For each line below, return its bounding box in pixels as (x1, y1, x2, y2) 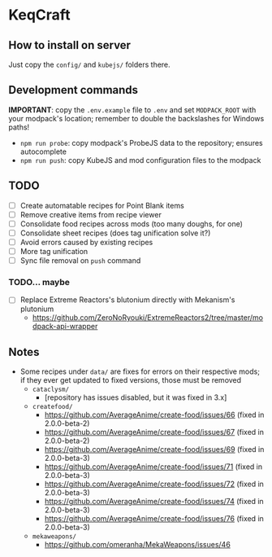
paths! (8, 122, 30, 132)
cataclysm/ (32, 385, 70, 394)
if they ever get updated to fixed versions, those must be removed (19, 375, 242, 385)
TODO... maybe (8, 276, 71, 287)
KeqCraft (8, 6, 71, 24)
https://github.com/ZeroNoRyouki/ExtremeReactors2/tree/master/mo (32, 313, 264, 322)
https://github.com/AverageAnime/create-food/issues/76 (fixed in (44, 514, 264, 524)
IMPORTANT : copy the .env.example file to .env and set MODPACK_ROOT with (8, 104, 257, 115)
